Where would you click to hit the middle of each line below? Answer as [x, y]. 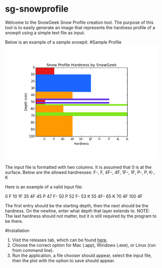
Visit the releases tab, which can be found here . [60, 240]
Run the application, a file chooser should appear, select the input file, [82, 255]
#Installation [17, 230]
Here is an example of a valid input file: [44, 187]
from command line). [33, 250]
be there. [14, 221]
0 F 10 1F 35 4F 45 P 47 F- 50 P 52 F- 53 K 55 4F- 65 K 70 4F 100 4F [74, 196]
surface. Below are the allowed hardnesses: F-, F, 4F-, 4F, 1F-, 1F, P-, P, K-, [80, 172]
